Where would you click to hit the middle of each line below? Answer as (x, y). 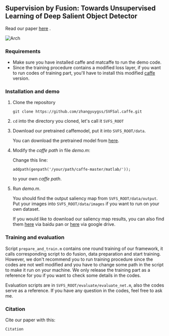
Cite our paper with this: (30, 320)
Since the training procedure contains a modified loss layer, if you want (87, 68)
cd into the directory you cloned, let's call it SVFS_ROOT (68, 121)
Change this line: (30, 160)
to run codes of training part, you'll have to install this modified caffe (84, 73)
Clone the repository (34, 103)
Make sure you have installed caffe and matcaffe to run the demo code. (87, 62)
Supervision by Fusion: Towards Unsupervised (80, 8)
